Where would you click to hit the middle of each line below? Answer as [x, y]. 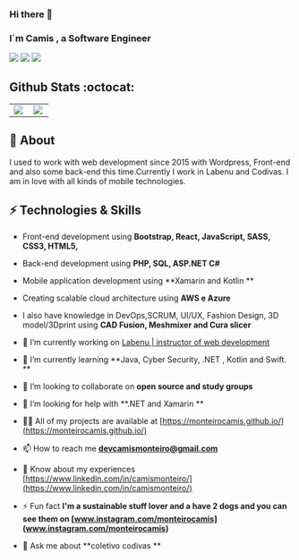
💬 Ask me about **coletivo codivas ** [91, 546]
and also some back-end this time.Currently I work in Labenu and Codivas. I [149, 171]
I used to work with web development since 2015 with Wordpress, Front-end [150, 162]
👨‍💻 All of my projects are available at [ [92, 420]
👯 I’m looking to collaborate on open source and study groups [137, 386]
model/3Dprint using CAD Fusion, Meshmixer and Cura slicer [137, 325]
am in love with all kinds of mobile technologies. [98, 181]
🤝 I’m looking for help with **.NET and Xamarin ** [113, 403]
